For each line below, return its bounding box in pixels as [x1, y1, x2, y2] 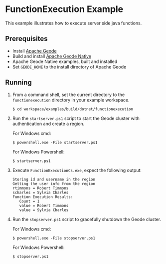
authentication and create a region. [12, 120, 85, 126]
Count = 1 [19, 198, 40, 203]
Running [5, 78, 32, 87]
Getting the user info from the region [12, 181, 96, 186]
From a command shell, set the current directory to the [12, 91, 125, 97]
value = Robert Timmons [19, 203, 69, 208]
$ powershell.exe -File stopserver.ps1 [12, 235, 96, 240]
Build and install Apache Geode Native [12, 53, 91, 59]
